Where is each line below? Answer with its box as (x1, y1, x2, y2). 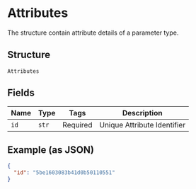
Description (122, 108, 163, 118)
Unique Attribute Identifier (98, 120, 186, 130)
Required (62, 120, 93, 130)
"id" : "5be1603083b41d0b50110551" (13, 169, 115, 176)
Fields (7, 87, 35, 99)
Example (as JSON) (7, 144, 94, 156)
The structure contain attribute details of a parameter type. (7, 28, 179, 37)
